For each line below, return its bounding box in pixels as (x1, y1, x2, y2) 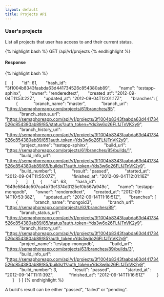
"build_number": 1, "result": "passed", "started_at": (19, 168, 150, 174)
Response (5, 60, 26, 65)
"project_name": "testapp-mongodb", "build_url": (19, 241, 133, 247)
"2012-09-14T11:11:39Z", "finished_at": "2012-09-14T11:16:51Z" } (5, 272, 159, 277)
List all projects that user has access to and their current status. (5, 39, 133, 44)
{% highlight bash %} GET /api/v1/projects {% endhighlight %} (5, 48, 131, 54)
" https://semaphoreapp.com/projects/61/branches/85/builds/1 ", (5, 148, 133, 153)
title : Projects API (5, 12, 47, 17)
